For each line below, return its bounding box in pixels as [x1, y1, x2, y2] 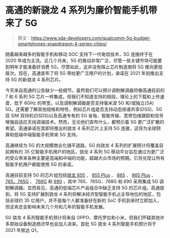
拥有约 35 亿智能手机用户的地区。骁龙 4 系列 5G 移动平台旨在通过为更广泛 [9, 148, 164, 154]
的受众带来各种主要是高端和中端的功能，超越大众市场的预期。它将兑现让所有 [5, 155, 165, 161]
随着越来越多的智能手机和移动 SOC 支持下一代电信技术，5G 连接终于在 [5, 51, 153, 57]
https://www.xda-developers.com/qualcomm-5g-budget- [31, 35, 151, 41]
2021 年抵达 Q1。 [5, 227, 41, 233]
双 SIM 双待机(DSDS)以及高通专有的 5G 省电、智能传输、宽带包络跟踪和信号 [5, 112, 164, 118]
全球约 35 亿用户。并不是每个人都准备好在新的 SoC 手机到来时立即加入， [9, 197, 162, 203]
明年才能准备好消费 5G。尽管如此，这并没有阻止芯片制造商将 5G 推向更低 [9, 64, 163, 70]
